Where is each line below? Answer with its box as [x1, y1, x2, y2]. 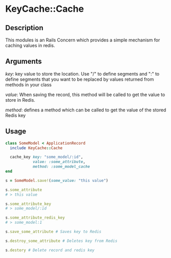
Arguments [5, 57, 42, 66]
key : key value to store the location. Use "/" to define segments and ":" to [5, 71, 160, 77]
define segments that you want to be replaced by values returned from [5, 76, 154, 82]
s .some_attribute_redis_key [5, 215, 65, 220]
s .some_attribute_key [5, 201, 52, 206]
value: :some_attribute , [32, 159, 86, 165]
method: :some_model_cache [32, 164, 90, 169]
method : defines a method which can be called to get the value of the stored [5, 107, 166, 113]
